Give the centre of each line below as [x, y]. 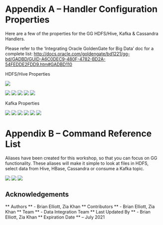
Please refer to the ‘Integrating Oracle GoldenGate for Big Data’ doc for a [80, 48]
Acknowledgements [37, 194]
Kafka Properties [22, 103]
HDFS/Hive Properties [28, 74]
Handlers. [15, 39]
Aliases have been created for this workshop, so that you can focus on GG [81, 158]
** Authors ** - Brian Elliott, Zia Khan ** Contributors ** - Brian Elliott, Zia [80, 206]
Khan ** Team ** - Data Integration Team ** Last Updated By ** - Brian [78, 212]
